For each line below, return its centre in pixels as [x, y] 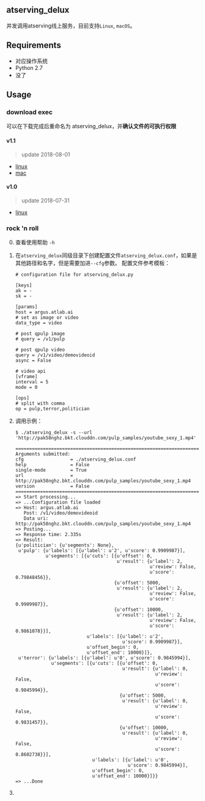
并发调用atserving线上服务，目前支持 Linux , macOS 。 [71, 25]
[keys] [24, 286]
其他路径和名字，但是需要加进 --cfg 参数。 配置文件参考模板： [92, 263]
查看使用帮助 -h [35, 242]
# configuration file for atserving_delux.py [74, 275]
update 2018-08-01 [46, 154]
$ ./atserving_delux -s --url [54, 433]
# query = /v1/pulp [40, 339]
